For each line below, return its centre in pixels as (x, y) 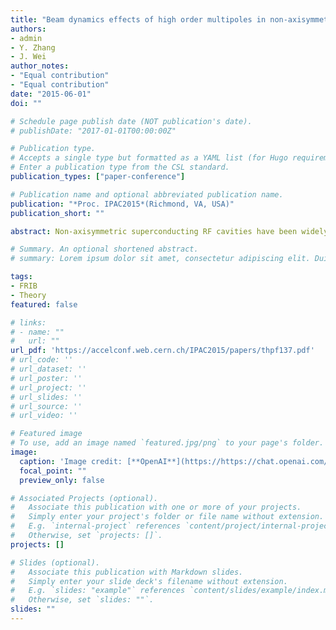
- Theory (28, 295)
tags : (21, 277)
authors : (28, 29)
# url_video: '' (44, 416)
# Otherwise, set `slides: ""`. (82, 600)
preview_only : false (62, 480)
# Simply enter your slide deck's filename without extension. (149, 581)
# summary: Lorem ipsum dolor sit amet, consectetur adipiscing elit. (160, 259)
